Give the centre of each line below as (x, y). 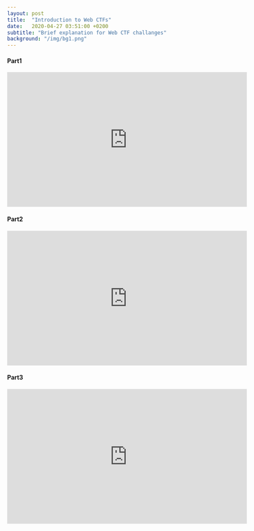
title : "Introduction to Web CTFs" (59, 20)
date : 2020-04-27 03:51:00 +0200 (58, 26)
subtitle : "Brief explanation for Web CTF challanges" (87, 33)
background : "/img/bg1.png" (47, 39)
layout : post (26, 13)
